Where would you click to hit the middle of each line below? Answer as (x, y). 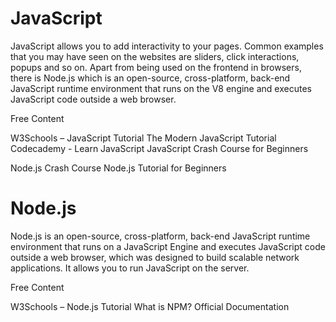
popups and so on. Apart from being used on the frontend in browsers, (156, 67)
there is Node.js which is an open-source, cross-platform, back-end (150, 78)
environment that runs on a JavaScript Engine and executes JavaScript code (168, 246)
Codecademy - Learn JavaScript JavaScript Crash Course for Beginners (159, 148)
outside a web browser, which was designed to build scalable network (155, 257)
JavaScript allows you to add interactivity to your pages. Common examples (167, 46)
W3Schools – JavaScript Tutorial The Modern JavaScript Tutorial (143, 138)
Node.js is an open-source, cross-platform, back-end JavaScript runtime (160, 236)
